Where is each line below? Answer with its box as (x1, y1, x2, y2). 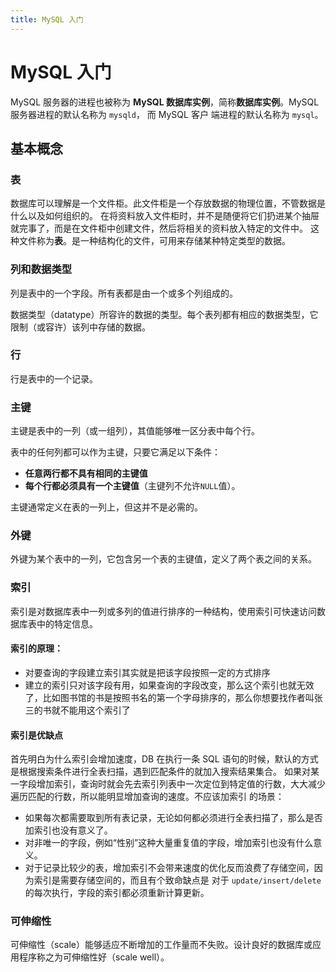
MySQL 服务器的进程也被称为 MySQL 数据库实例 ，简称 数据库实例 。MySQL (10, 96, 320, 108)
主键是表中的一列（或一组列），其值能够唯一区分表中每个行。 (10, 425, 260, 437)
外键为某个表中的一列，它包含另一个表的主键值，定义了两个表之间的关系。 (10, 553, 317, 565)
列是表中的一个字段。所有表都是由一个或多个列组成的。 (10, 287, 238, 299)
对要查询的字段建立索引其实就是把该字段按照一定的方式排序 (24, 666, 271, 678)
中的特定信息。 (36, 617, 98, 630)
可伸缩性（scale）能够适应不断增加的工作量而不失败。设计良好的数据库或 (10, 939, 313, 951)
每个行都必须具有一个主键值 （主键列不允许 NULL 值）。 (24, 480, 241, 492)
